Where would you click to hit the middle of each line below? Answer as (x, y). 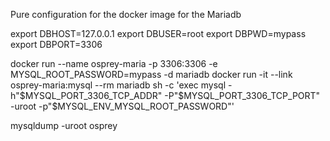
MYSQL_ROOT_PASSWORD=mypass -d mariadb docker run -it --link (151, 74)
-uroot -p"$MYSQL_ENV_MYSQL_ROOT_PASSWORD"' (122, 106)
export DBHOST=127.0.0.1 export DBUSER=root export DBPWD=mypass (158, 33)
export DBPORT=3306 (56, 44)
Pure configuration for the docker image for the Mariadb (126, 14)
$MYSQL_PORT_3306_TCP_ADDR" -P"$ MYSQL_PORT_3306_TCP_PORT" (170, 95)
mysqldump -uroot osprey (64, 125)
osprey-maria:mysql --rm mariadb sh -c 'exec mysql (118, 85)
